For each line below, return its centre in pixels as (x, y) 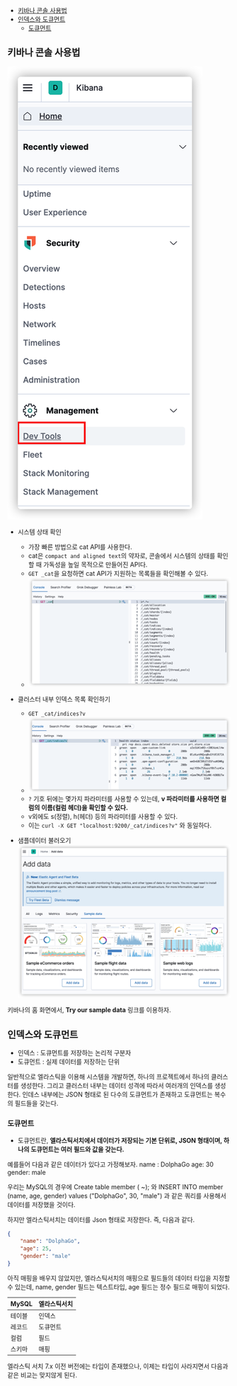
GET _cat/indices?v (57, 714)
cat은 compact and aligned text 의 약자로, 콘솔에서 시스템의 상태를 (122, 555)
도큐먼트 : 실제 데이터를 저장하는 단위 (69, 1062)
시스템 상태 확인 (39, 532)
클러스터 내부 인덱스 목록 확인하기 (64, 699)
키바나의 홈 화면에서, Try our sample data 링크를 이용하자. (89, 1010)
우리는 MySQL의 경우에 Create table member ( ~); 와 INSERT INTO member (115, 1187)
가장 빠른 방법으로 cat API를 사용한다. (80, 547)
